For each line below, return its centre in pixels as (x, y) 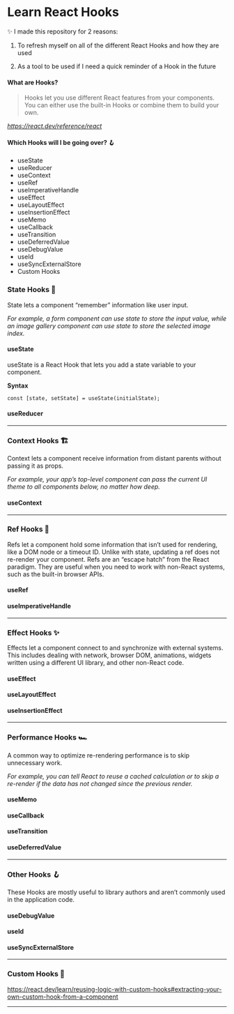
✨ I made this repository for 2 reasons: (63, 31)
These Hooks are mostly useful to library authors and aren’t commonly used (116, 892)
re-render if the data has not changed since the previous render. (100, 783)
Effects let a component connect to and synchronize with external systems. (115, 647)
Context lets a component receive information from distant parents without (114, 459)
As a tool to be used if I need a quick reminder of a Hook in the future (117, 66)
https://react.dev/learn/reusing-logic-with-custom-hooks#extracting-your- (115, 989)
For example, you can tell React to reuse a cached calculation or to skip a (113, 776)
